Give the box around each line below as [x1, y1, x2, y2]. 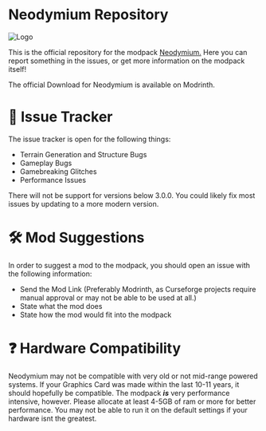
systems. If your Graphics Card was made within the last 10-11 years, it [8, 379, 240, 389]
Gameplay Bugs [19, 158, 72, 168]
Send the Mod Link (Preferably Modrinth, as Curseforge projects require [19, 284, 256, 294]
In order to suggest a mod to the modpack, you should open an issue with [8, 260, 251, 270]
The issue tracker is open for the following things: [8, 134, 171, 144]
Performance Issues [19, 175, 86, 184]
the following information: [8, 269, 92, 279]
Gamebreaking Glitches [19, 166, 97, 176]
